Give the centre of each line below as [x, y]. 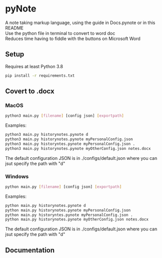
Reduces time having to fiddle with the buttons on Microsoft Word [73, 39]
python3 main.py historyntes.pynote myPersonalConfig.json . [70, 144]
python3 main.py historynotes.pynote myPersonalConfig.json [69, 139]
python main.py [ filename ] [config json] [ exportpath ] [63, 187]
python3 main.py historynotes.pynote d [47, 135]
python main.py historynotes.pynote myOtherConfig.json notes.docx [77, 219]
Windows [17, 176]
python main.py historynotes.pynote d [45, 205]
